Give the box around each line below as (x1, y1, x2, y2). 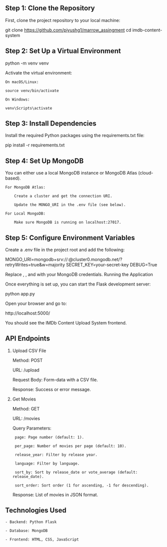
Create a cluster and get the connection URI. (14, 193, 113, 199)
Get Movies (12, 396, 36, 402)
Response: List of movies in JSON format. (12, 491, 98, 497)
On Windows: (5, 97, 30, 102)
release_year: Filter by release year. (14, 452, 98, 457)
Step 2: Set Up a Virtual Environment (5, 47, 121, 55)
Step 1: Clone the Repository (5, 4, 95, 12)
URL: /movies (12, 415, 40, 421)
